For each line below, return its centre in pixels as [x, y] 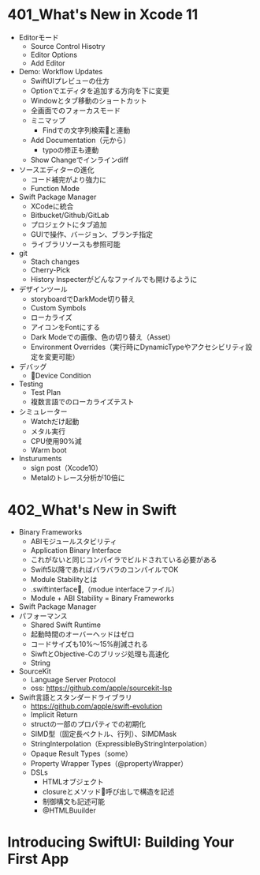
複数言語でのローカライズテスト [82, 401]
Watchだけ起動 [55, 421]
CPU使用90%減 [56, 441]
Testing [31, 384]
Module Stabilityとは [64, 579]
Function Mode [55, 188]
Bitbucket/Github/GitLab [70, 215]
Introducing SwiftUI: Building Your [121, 842]
